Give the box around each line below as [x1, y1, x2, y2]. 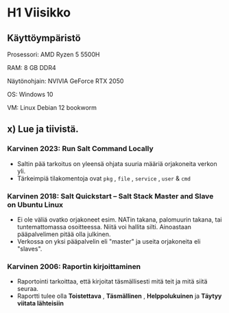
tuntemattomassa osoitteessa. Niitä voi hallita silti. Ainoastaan [16, 222, 192, 231]
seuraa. [16, 285, 39, 293]
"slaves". [16, 244, 43, 253]
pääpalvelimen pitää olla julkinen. [16, 230, 111, 238]
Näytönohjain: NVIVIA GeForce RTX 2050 [7, 77, 124, 85]
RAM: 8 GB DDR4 [7, 64, 56, 71]
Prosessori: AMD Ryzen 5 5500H [7, 50, 100, 58]
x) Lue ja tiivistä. [7, 124, 79, 135]
